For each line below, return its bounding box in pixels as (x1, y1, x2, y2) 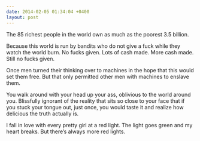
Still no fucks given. (6, 55, 55, 62)
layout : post (6, 14, 39, 20)
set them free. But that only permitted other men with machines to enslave (6, 73, 190, 80)
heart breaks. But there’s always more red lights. (6, 128, 126, 135)
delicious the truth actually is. (6, 110, 79, 117)
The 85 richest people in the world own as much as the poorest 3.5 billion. (6, 30, 189, 38)
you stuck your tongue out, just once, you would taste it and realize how (6, 103, 184, 111)
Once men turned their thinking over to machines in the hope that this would (6, 66, 194, 73)
